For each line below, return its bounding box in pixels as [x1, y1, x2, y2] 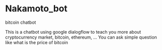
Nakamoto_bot [5, 3, 68, 14]
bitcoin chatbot [5, 19, 36, 25]
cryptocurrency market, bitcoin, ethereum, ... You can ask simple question [5, 34, 157, 40]
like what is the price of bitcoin [5, 39, 68, 45]
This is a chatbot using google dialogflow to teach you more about [5, 29, 141, 35]
